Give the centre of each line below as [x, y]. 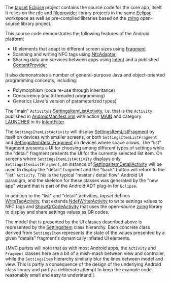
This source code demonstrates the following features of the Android [77, 33]
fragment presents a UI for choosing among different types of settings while [85, 148]
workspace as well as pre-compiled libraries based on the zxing [72, 18]
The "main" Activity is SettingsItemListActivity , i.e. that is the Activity [79, 111]
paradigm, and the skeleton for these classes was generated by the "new [82, 180]
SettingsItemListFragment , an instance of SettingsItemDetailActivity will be [84, 164]
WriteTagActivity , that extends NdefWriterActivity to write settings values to [84, 201]
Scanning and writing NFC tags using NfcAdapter [64, 54]
